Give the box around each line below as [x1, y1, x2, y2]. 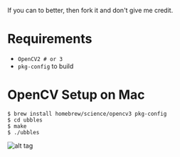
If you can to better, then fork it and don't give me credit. [7, 6, 174, 14]
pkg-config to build [17, 62, 74, 70]
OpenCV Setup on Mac [7, 87, 145, 103]
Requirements [7, 31, 92, 47]
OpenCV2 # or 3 [17, 55, 63, 63]
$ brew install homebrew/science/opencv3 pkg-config [7, 110, 167, 117]
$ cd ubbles [7, 117, 43, 124]
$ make [7, 122, 27, 130]
